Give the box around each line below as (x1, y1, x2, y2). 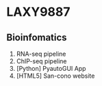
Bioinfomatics (6, 32, 67, 43)
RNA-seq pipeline (16, 50, 66, 58)
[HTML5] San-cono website (16, 72, 95, 80)
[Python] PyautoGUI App (16, 65, 86, 72)
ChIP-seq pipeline (16, 57, 67, 65)
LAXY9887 (6, 4, 71, 20)
